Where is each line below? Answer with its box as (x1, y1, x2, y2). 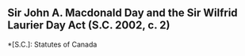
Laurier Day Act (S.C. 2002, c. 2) (7, 19, 170, 32)
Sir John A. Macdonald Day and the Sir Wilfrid (7, 6, 239, 20)
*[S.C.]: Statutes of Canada (7, 39, 98, 49)
